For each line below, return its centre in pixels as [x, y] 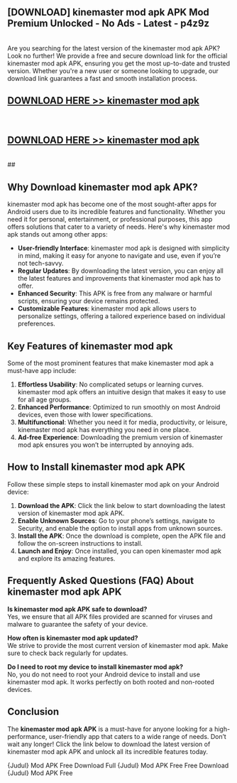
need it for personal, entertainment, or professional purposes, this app [110, 220]
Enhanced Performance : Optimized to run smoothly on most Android [119, 407]
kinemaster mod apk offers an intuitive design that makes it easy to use [122, 392]
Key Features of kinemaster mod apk [90, 346]
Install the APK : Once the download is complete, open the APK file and [121, 536]
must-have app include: [42, 371]
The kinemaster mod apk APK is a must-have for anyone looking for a [110, 729]
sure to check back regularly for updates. [68, 653]
